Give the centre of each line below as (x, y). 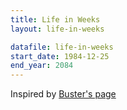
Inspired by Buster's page (63, 94)
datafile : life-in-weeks (62, 47)
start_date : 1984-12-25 (60, 56)
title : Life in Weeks (55, 19)
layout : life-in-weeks (57, 29)
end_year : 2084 (42, 66)
